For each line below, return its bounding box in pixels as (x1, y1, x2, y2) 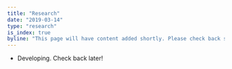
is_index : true (7, 29, 51, 36)
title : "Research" (7, 10, 60, 17)
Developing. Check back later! (17, 54, 104, 62)
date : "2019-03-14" (7, 16, 64, 23)
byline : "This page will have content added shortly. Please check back (7, 36, 221, 42)
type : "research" (7, 23, 57, 29)
